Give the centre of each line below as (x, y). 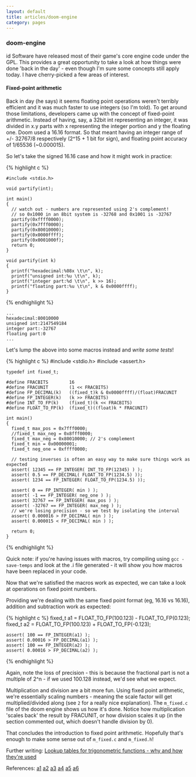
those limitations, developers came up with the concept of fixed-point (90, 113)
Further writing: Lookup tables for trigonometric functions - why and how (94, 751)
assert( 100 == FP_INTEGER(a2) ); (48, 645)
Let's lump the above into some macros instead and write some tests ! (90, 350)
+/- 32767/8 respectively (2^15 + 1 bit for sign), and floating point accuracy (97, 138)
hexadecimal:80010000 (33, 318)
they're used (21, 756)
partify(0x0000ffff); (38, 235)
